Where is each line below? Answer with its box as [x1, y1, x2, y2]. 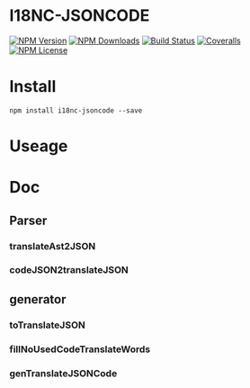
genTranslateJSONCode [9, 366, 118, 379]
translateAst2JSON [9, 239, 96, 252]
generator [9, 292, 67, 307]
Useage [9, 136, 68, 157]
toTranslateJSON [9, 319, 85, 331]
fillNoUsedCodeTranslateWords [9, 343, 151, 356]
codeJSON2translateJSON [9, 264, 129, 276]
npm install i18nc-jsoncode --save [9, 105, 143, 115]
